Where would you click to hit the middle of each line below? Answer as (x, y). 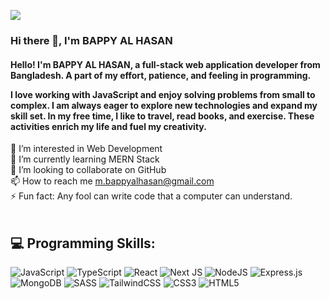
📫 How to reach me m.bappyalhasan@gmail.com (112, 181)
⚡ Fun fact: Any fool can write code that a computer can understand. (151, 196)
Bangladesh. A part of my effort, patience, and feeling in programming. (161, 75)
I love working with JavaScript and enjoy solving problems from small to (163, 94)
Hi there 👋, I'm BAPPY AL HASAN (91, 40)
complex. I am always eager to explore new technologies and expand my (164, 105)
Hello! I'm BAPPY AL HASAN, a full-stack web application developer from (165, 64)
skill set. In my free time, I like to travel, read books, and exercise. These (162, 116)
